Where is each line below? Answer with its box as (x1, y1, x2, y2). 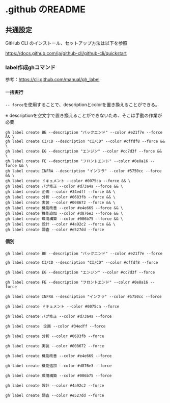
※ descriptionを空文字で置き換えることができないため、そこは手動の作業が (5, 112, 162, 118)
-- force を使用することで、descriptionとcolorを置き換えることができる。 (5, 102, 160, 108)
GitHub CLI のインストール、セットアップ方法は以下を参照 (5, 40, 128, 46)
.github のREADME (5, 4, 86, 15)
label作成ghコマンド (5, 64, 56, 71)
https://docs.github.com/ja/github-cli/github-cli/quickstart (5, 51, 127, 56)
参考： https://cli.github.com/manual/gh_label (5, 77, 100, 83)
